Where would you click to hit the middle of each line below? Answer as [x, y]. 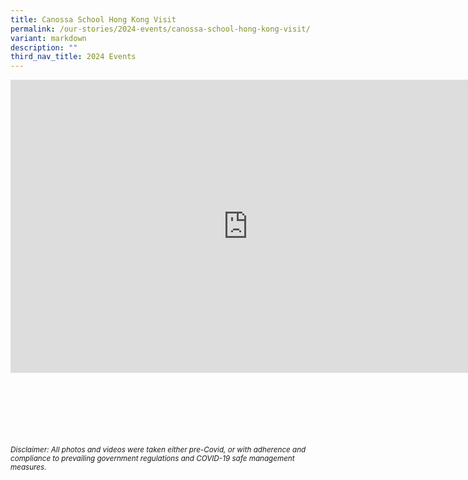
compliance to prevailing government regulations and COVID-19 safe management [152, 459]
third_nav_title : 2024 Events [73, 57]
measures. [28, 467]
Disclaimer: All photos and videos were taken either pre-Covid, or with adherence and [158, 450]
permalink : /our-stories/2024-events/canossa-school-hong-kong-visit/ [160, 29]
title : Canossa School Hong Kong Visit [93, 19]
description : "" [44, 47]
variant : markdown [48, 38]
